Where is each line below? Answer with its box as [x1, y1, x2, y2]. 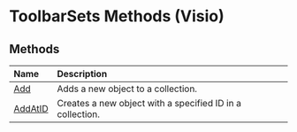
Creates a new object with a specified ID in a [57, 97, 241, 109]
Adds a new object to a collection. [57, 82, 197, 95]
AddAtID [13, 103, 49, 114]
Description [57, 68, 108, 80]
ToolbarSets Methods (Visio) [9, 6, 225, 27]
